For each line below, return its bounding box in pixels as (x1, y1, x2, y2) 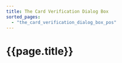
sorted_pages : (6, 14, 41, 20)
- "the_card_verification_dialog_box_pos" (11, 19, 117, 25)
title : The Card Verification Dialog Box (6, 8, 109, 15)
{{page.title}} (6, 44, 73, 58)
